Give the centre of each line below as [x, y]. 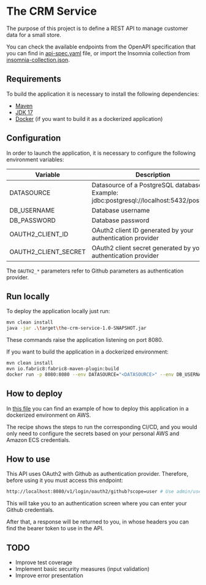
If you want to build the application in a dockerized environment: [87, 352]
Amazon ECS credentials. [38, 440]
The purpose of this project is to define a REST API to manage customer [97, 28]
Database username [121, 210]
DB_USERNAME [32, 210]
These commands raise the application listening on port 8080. [85, 340]
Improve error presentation [49, 576]
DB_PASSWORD [33, 220]
